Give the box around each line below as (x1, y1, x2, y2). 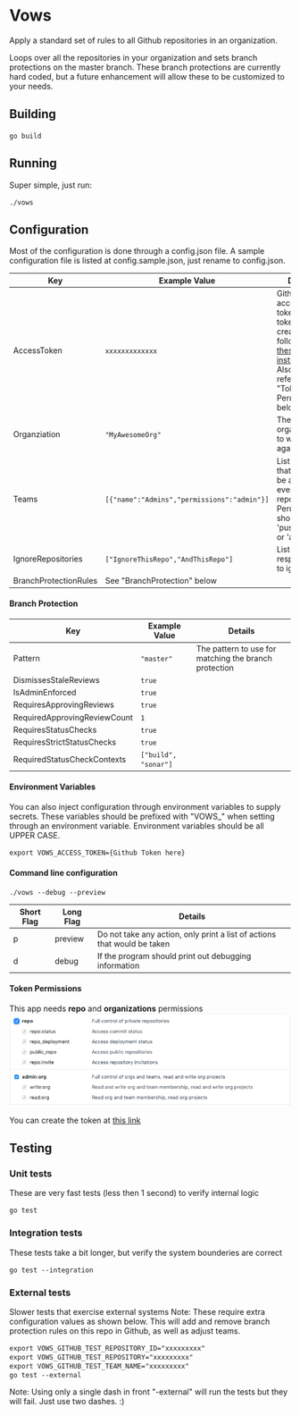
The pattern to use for (196, 643, 277, 653)
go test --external (9, 1370, 82, 1379)
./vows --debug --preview (9, 889, 105, 897)
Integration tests (9, 1226, 83, 1239)
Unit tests (9, 1167, 53, 1180)
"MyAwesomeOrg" (104, 430, 162, 439)
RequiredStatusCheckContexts (12, 754, 127, 764)
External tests (9, 1286, 71, 1299)
